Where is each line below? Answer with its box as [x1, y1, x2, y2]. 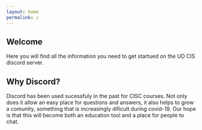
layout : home [6, 8, 39, 15]
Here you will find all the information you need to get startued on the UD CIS [6, 52, 195, 60]
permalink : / [6, 14, 39, 20]
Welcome [6, 37, 43, 47]
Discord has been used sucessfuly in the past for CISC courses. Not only [6, 93, 188, 100]
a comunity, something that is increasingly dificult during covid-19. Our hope [6, 105, 196, 113]
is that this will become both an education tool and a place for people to [6, 112, 185, 119]
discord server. [6, 59, 44, 66]
